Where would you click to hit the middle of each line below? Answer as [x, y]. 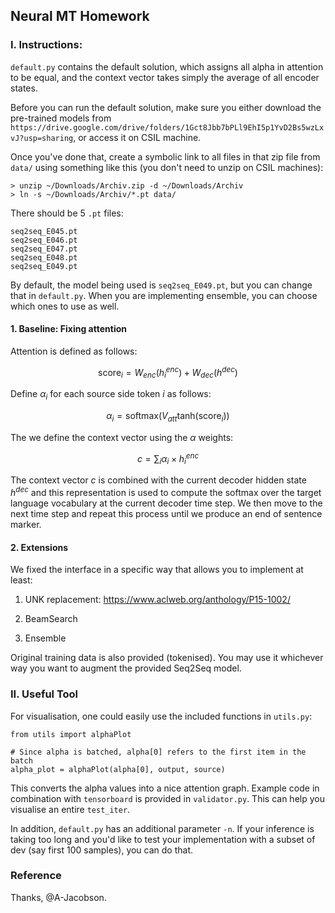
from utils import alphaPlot [71, 734]
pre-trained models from [61, 118]
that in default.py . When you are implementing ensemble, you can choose [164, 295]
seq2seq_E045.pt [44, 231]
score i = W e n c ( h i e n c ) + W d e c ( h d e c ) [168, 372]
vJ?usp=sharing [42, 138]
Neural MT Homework [80, 16]
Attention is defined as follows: [74, 351]
